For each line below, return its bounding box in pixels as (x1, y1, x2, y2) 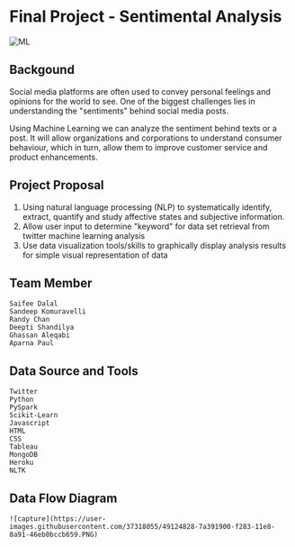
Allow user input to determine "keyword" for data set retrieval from (22, 221, 270, 232)
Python (9, 395, 34, 405)
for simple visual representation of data (22, 250, 168, 260)
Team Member (9, 275, 93, 290)
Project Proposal (9, 178, 105, 193)
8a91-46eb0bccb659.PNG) (9, 530, 99, 539)
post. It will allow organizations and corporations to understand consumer (9, 132, 282, 143)
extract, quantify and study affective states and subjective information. (22, 211, 285, 222)
